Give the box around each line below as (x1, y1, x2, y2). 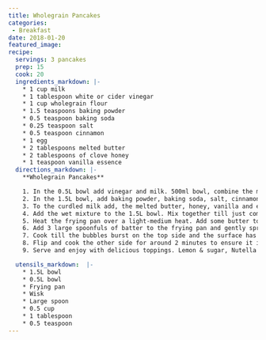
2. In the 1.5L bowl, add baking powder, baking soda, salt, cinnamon (22, 195, 260, 202)
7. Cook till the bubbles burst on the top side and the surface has (22, 232, 257, 240)
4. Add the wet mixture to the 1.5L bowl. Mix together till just (22, 210, 246, 217)
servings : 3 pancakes (15, 56, 87, 64)
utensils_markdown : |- (15, 260, 93, 269)
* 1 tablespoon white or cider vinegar (22, 93, 154, 100)
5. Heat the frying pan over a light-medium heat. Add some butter (22, 217, 249, 225)
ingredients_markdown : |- (15, 77, 101, 85)
